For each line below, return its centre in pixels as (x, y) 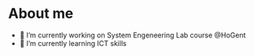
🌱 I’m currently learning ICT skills (73, 43)
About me (41, 14)
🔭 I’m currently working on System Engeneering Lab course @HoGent (133, 35)
